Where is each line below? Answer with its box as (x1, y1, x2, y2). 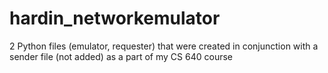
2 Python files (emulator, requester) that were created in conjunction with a (9, 40, 319, 52)
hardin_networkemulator (9, 7, 221, 30)
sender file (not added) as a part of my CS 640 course (9, 50, 233, 62)
